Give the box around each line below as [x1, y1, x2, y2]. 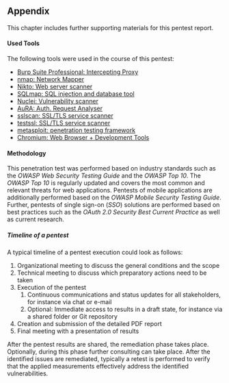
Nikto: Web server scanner [16, 82, 93, 91]
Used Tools [7, 39, 40, 47]
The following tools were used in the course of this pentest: [7, 55, 174, 63]
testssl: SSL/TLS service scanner [16, 119, 111, 127]
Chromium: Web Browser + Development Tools [16, 134, 150, 142]
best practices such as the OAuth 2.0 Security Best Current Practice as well [7, 208, 220, 217]
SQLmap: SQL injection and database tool [16, 90, 135, 98]
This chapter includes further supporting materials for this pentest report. [7, 23, 214, 32]
